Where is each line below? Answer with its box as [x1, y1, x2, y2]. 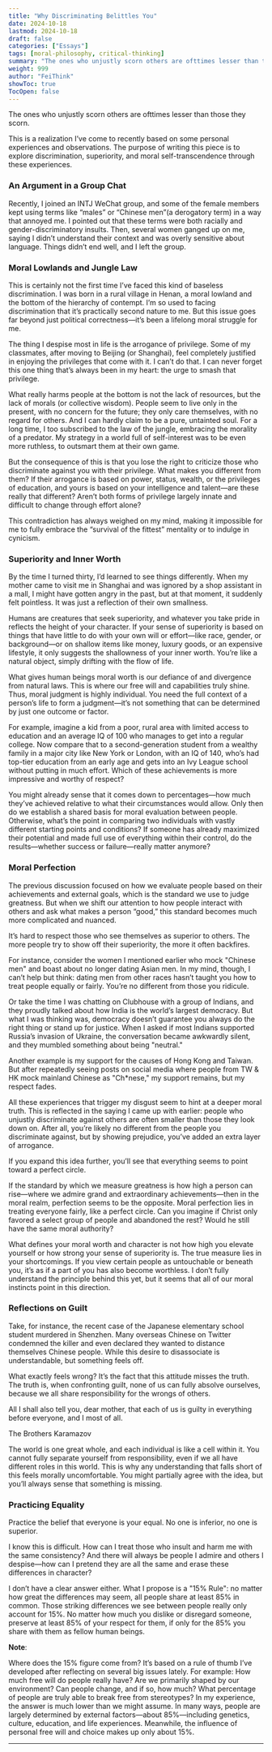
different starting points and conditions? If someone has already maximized [8, 825, 260, 835]
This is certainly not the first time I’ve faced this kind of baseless [8, 280, 224, 290]
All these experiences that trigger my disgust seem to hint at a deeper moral [8, 1097, 262, 1107]
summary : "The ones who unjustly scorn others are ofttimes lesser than [8, 58, 259, 66]
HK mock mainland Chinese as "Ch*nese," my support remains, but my [8, 1072, 245, 1082]
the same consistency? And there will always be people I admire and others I [8, 1551, 264, 1560]
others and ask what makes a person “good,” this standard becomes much [8, 906, 257, 916]
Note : [8, 1642, 28, 1652]
